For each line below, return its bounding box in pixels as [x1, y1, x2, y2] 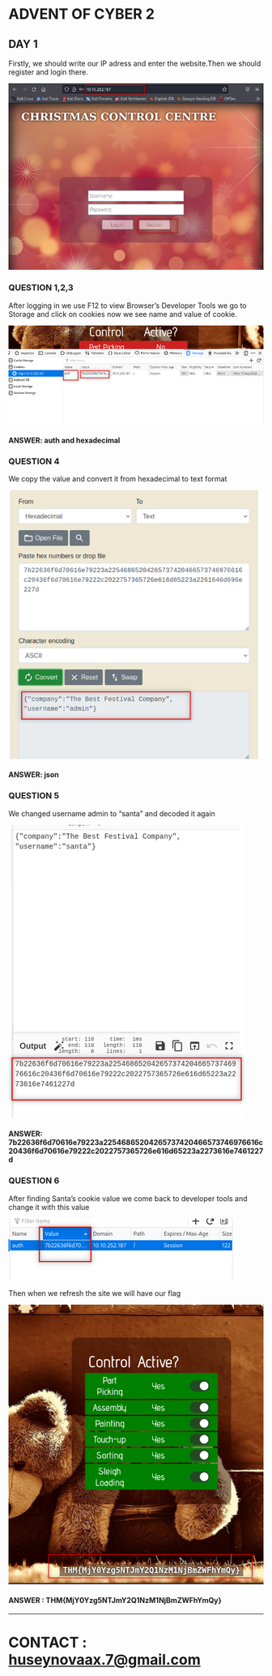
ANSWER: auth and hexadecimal [8, 435, 121, 445]
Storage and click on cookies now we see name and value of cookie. [8, 309, 237, 319]
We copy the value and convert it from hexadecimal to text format [8, 473, 227, 483]
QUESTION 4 [8, 455, 60, 467]
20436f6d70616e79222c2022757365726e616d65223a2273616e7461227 [8, 1146, 264, 1156]
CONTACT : [8, 1634, 87, 1652]
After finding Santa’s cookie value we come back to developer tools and [8, 1193, 249, 1204]
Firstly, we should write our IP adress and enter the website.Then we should [8, 58, 261, 68]
